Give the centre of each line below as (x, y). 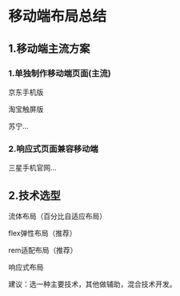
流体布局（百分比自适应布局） (57, 216)
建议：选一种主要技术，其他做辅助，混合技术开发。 (92, 284)
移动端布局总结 (58, 16)
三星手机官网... (33, 168)
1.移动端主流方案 (49, 48)
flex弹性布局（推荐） (43, 233)
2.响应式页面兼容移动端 (53, 149)
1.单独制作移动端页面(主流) (60, 73)
